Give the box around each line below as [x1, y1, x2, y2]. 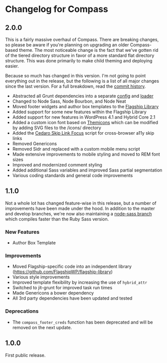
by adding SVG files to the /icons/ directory [12, 125, 101, 131]
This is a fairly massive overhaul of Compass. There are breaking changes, [5, 36, 159, 42]
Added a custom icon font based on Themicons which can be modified [12, 120, 159, 125]
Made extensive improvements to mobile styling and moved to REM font [12, 151, 161, 157]
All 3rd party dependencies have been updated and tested [12, 295, 133, 301]
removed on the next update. [12, 324, 72, 330]
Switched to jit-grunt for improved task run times [12, 285, 113, 291]
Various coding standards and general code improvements [12, 173, 133, 178]
